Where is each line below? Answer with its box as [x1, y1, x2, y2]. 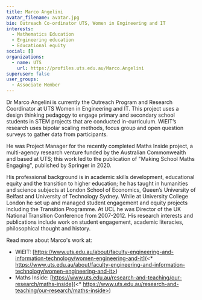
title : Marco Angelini [6, 8, 63, 15]
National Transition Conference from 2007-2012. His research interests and [6, 212, 194, 219]
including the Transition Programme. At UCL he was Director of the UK [6, 206, 181, 212]
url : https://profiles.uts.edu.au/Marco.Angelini [17, 65, 145, 71]
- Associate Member [11, 82, 61, 88]
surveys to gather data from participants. [6, 131, 109, 138]
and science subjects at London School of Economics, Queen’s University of [6, 186, 196, 194]
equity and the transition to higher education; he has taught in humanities [6, 180, 188, 187]
